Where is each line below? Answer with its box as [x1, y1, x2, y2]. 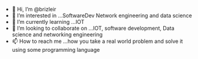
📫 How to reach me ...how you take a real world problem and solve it [11, 38, 183, 45]
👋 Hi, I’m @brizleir [11, 6, 56, 13]
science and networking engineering [11, 31, 103, 38]
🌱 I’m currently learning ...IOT [11, 18, 85, 25]
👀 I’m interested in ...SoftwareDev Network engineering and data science [11, 12, 192, 19]
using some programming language [11, 46, 100, 53]
